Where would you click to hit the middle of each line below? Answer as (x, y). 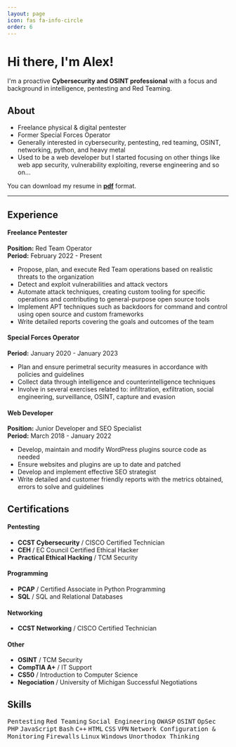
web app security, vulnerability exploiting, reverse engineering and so (118, 165)
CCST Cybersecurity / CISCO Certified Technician (91, 543)
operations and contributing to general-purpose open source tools (113, 299)
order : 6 (20, 27)
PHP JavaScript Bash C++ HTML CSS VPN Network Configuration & (112, 729)
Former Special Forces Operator (64, 135)
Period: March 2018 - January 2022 (59, 436)
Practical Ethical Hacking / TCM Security (78, 557)
